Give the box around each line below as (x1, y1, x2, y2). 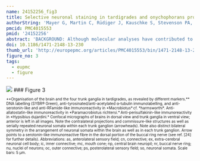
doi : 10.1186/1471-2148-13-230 (6, 42, 84, 48)
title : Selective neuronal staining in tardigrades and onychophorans (6, 14, 185, 20)
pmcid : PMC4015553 (6, 25, 52, 31)
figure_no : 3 (6, 53, 39, 59)
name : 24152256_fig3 (6, 8, 58, 15)
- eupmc (11, 64, 31, 70)
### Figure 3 (13, 87, 46, 94)
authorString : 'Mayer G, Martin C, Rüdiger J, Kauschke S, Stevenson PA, (6, 20, 193, 26)
